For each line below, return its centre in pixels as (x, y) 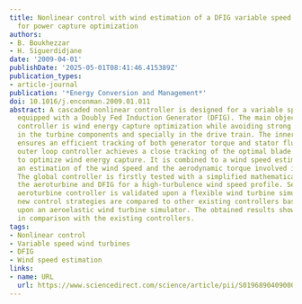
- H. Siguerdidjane (46, 51)
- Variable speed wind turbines (70, 244)
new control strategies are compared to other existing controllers (148, 202)
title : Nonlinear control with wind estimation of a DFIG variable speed (151, 18)
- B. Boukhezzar (40, 43)
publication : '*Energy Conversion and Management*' (108, 93)
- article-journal (44, 85)
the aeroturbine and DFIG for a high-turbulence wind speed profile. (150, 185)
